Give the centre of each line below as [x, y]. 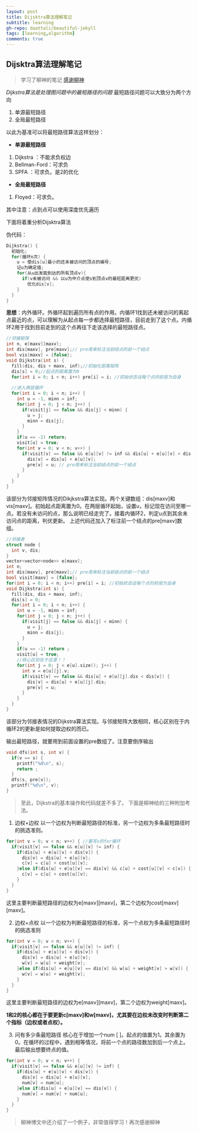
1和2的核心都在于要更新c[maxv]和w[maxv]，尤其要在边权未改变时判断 [92, 1015]
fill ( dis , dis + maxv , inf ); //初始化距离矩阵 [65, 366]
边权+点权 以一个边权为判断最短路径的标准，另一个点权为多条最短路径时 [102, 922]
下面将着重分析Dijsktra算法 [39, 222]
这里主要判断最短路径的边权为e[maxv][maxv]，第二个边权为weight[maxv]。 [98, 1002]
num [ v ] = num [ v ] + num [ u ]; [55, 1094]
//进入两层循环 [27, 388]
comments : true [25, 39]
